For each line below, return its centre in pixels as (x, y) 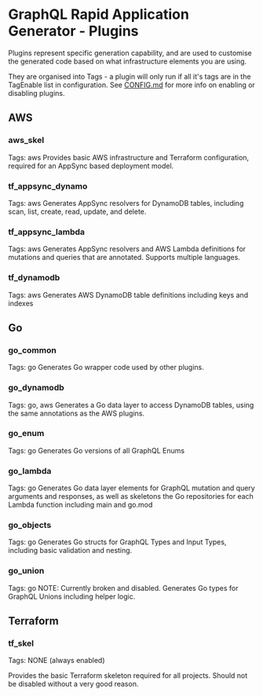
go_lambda (30, 471)
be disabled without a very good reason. (73, 684)
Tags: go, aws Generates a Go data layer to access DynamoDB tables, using (131, 405)
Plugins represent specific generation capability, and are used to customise (130, 53)
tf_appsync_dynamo (48, 186)
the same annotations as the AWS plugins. (77, 413)
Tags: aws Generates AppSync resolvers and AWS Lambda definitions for (127, 249)
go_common (32, 350)
